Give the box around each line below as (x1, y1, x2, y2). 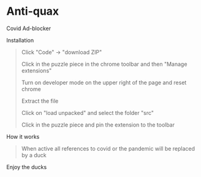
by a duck (21, 151, 47, 159)
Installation (6, 36, 34, 44)
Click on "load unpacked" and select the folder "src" (21, 109, 154, 116)
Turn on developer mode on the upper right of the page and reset (21, 79, 187, 86)
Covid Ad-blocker (6, 25, 51, 32)
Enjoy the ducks (6, 163, 47, 170)
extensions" (21, 66, 52, 74)
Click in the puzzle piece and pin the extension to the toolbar (21, 121, 175, 128)
